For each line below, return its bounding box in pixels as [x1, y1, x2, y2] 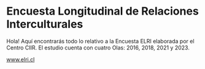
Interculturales [6, 17, 83, 31]
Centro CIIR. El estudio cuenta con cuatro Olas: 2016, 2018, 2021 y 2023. [6, 44, 190, 51]
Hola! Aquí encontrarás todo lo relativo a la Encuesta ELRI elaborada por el [6, 37, 195, 45]
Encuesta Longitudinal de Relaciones [6, 4, 199, 18]
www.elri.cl [6, 56, 35, 63]
